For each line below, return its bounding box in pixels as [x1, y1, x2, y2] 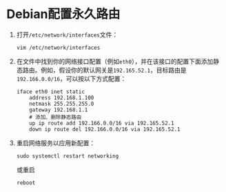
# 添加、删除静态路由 [29, 113, 82, 121]
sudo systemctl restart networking [16, 153, 119, 160]
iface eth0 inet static [16, 88, 85, 95]
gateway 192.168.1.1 [29, 106, 88, 113]
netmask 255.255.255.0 [29, 100, 94, 107]
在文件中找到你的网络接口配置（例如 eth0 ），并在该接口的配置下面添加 [16, 57, 214, 66]
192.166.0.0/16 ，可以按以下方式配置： [16, 74, 127, 83]
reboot [16, 179, 36, 186]
